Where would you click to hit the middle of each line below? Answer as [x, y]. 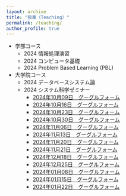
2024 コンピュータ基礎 [52, 61]
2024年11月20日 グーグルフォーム [75, 142]
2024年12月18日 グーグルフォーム [75, 157]
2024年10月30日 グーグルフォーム [76, 120]
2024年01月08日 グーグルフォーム [76, 172]
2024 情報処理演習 [47, 54]
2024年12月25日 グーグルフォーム [76, 164]
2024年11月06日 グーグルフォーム [75, 127]
